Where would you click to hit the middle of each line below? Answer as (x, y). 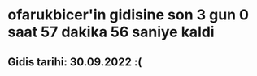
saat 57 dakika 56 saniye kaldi (111, 32)
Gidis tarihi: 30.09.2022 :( (75, 62)
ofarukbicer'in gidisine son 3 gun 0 (128, 15)
